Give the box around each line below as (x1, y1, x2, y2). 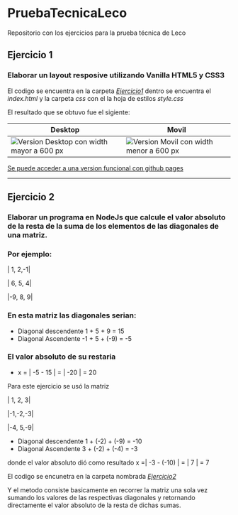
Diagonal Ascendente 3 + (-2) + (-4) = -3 (17, 444, 138, 452)
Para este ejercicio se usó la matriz (7, 381, 110, 390)
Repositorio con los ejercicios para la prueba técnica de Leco (7, 28, 186, 37)
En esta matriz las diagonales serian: (7, 310, 137, 320)
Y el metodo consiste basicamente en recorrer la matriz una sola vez (7, 485, 208, 494)
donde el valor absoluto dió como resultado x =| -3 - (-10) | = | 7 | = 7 (7, 458, 210, 467)
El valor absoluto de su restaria (7, 352, 116, 362)
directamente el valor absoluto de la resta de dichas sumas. (7, 501, 181, 509)
